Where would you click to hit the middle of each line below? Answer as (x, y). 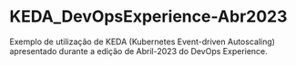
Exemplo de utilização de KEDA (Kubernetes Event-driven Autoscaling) (143, 42)
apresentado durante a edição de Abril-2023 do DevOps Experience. (139, 51)
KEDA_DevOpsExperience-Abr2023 (148, 17)
